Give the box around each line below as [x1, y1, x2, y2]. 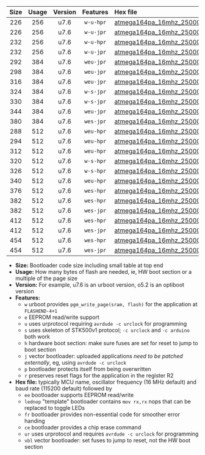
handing [24, 417, 45, 425]
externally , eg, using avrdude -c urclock [24, 359, 127, 366]
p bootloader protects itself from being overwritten [24, 365, 151, 373]
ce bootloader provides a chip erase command [24, 424, 142, 431]
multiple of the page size [15, 274, 78, 282]
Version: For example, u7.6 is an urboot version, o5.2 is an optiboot [15, 281, 185, 288]
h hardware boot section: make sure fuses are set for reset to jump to [24, 340, 198, 346]
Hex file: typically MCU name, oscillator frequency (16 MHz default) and [15, 378, 197, 385]
